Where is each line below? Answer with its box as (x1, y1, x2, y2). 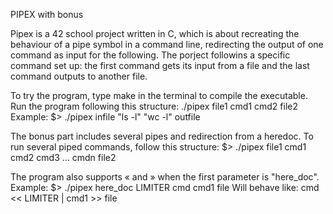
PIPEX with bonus (10, 9, 84, 20)
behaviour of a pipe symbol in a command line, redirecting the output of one (10, 39, 324, 50)
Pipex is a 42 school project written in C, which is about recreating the (10, 28, 300, 39)
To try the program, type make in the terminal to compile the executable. (10, 90, 308, 101)
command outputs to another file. (10, 70, 148, 82)
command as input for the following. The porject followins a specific (10, 49, 291, 61)
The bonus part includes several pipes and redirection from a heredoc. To (10, 130, 314, 142)
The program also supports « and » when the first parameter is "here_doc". (10, 171, 320, 183)
